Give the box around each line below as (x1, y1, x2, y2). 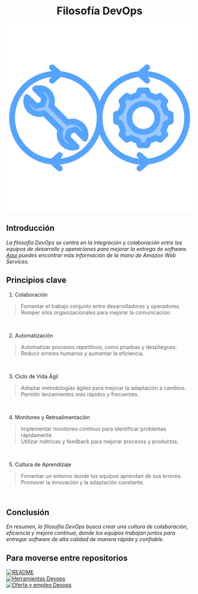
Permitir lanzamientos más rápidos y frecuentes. (20, 391, 139, 398)
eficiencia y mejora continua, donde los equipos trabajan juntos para (6, 529, 175, 536)
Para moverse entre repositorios (6, 553, 128, 563)
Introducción (6, 223, 55, 233)
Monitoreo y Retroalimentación (14, 413, 90, 420)
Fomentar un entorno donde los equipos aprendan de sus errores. (20, 472, 182, 479)
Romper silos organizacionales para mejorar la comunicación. (20, 309, 172, 316)
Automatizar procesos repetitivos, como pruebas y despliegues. (20, 343, 178, 350)
